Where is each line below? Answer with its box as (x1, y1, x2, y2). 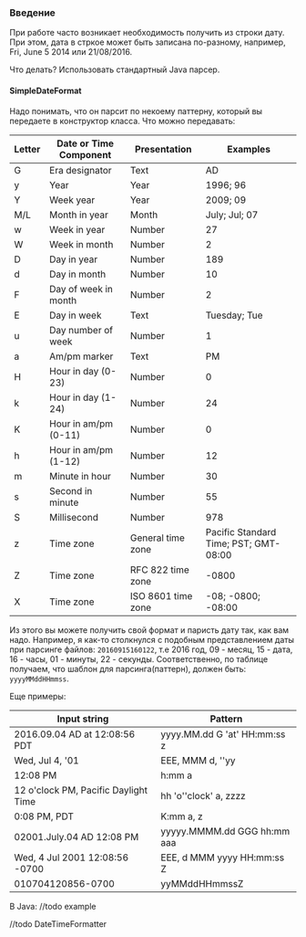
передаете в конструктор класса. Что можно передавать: (9, 115, 236, 126)
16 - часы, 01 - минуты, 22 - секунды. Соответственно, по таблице (9, 653, 269, 664)
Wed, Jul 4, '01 (14, 753, 79, 766)
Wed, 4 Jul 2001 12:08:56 (14, 851, 129, 864)
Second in (49, 484, 93, 497)
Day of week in (49, 282, 114, 295)
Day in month (49, 268, 107, 280)
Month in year (49, 208, 109, 221)
